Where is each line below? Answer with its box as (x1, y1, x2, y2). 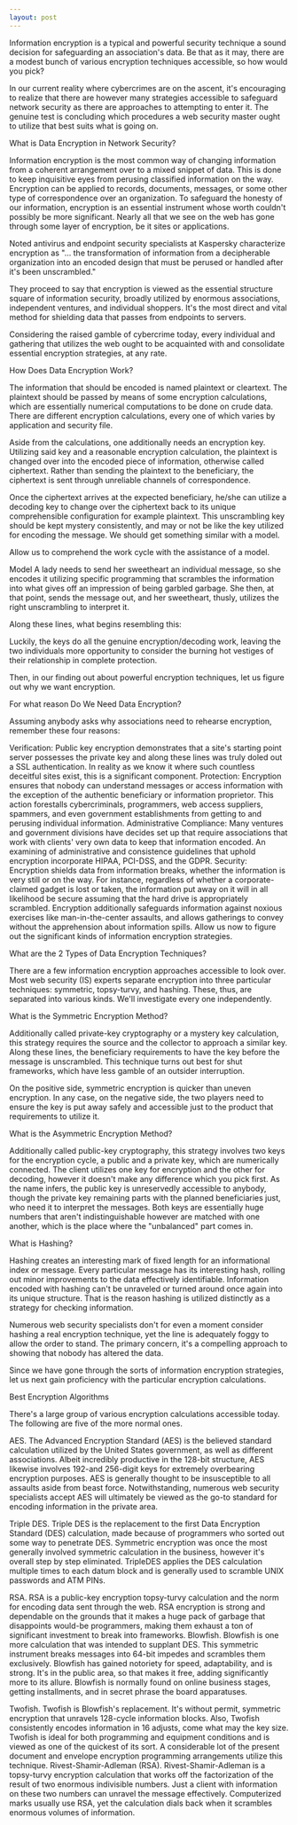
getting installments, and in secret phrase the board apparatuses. (9, 1686, 248, 1696)
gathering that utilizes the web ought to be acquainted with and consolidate (9, 338, 285, 349)
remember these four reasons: (9, 725, 121, 736)
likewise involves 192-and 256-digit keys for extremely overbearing (9, 1463, 255, 1474)
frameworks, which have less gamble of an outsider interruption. (9, 1065, 246, 1076)
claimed (9, 883, 38, 894)
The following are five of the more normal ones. (9, 1418, 184, 1429)
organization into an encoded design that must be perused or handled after (9, 256, 284, 267)
